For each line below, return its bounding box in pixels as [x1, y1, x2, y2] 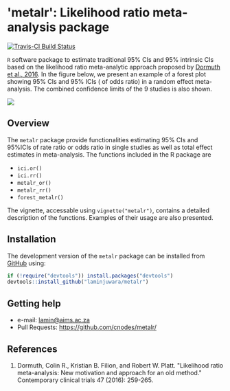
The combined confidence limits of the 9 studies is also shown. [33, 85, 213, 93]
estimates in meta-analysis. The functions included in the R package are [7, 150, 211, 159]
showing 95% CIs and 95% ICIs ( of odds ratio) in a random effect [7, 77, 194, 85]
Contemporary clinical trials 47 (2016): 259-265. [16, 376, 154, 384]
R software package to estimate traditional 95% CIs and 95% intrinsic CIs [7, 55, 214, 63]
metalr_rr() [16, 187, 51, 194]
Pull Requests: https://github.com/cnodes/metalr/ [16, 323, 157, 331]
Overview [7, 118, 50, 129]
